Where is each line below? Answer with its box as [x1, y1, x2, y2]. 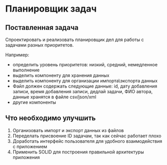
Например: [5, 52, 29, 58]
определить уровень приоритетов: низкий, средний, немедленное [12, 62, 158, 67]
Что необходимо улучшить [5, 114, 96, 122]
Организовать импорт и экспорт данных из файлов [12, 127, 124, 133]
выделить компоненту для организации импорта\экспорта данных [12, 78, 158, 84]
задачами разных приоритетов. [5, 42, 74, 48]
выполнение [12, 67, 40, 73]
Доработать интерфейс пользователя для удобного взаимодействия [12, 138, 162, 144]
